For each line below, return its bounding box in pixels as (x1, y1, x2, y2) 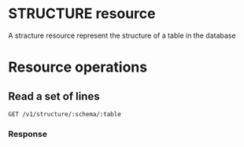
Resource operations (8, 58, 148, 76)
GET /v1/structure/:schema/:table (8, 110, 122, 118)
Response (8, 128, 47, 139)
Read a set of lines (8, 90, 100, 103)
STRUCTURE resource (8, 5, 156, 23)
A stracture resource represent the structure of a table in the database (8, 31, 236, 40)
